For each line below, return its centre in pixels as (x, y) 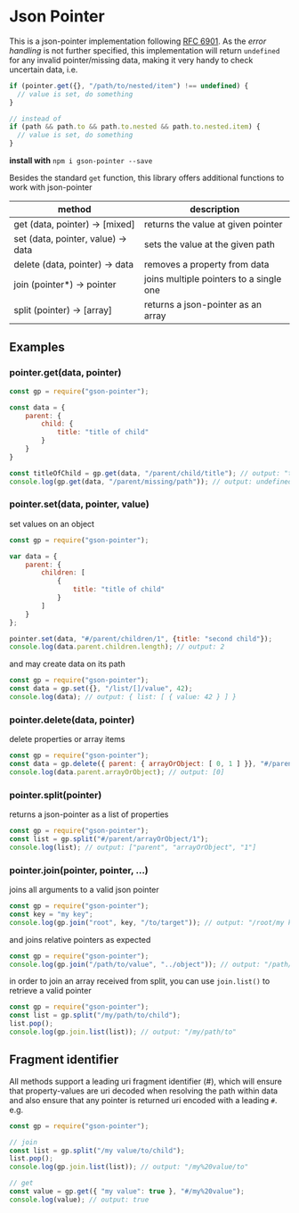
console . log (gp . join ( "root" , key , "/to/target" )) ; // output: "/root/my (147, 922)
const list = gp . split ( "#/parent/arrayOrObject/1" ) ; (109, 839)
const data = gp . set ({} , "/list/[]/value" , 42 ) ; (101, 689)
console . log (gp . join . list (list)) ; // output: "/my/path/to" (123, 1032)
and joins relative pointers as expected (80, 939)
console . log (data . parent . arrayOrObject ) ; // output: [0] (117, 772)
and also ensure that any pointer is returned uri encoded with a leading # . (143, 1100)
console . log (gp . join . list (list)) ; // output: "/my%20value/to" (129, 1167)
